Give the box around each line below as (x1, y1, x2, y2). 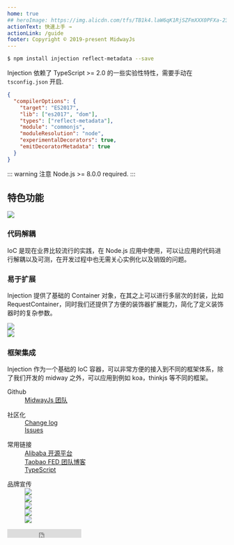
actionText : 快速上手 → (7, 23, 72, 30)
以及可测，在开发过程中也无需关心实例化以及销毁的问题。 (25, 255, 190, 263)
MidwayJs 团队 (24, 396, 68, 404)
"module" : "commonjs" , (19, 123, 86, 131)
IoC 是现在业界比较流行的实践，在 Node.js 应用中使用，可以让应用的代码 (7, 246, 215, 254)
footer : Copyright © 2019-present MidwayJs (7, 36, 136, 43)
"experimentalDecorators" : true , (19, 137, 117, 144)
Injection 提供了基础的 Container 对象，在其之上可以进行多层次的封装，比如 (7, 291, 224, 300)
